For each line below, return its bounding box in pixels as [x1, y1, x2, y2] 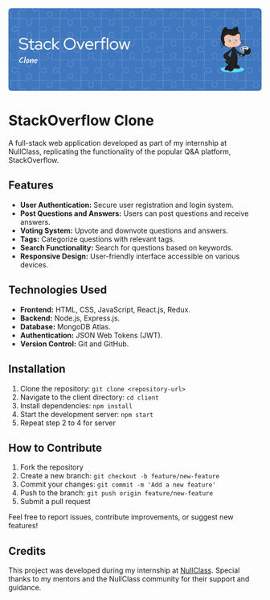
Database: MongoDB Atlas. [19, 321, 111, 331]
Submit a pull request [19, 497, 91, 507]
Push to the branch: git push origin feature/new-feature [19, 488, 214, 498]
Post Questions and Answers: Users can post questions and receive [19, 209, 249, 218]
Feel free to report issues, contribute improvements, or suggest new [8, 512, 234, 522]
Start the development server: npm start [19, 409, 154, 419]
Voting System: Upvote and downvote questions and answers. [19, 226, 229, 235]
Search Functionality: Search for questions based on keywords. [19, 242, 234, 252]
